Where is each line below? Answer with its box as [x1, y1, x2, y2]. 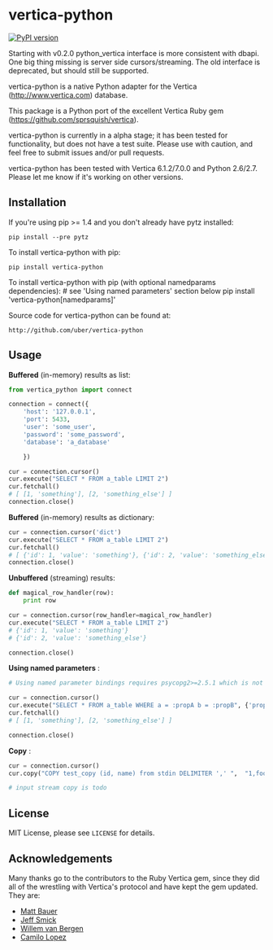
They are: [8, 890, 41, 900]
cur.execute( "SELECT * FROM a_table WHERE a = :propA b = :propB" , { [8, 702, 249, 710]
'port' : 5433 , [23, 415, 71, 424]
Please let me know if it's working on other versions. [8, 172, 184, 182]
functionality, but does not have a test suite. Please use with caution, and [8, 138, 253, 148]
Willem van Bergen [19, 923, 84, 933]
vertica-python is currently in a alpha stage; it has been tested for [8, 130, 228, 140]
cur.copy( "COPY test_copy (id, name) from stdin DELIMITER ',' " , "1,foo [8, 769, 267, 777]
